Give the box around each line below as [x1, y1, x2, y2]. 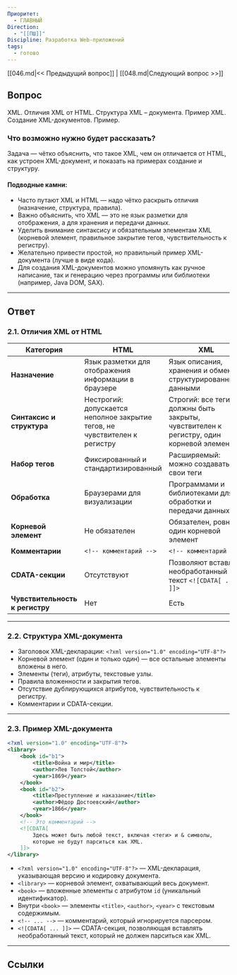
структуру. [7, 164, 40, 173]
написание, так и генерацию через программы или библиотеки [17, 271, 210, 279]
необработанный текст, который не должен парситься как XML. [17, 931, 212, 940]
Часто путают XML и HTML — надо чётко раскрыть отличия [17, 196, 199, 204]
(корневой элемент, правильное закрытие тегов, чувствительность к [17, 233, 227, 242]
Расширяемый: [169, 450, 221, 460]
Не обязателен [84, 526, 135, 536]
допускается [84, 403, 128, 413]
